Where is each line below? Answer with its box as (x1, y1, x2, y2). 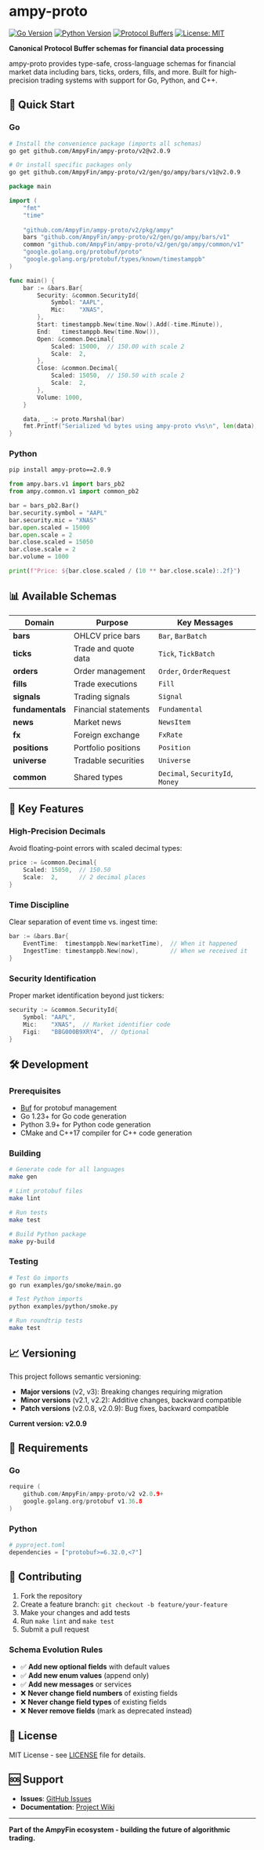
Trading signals (74, 691, 130, 702)
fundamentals (13, 704, 67, 715)
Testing (9, 1256, 38, 1267)
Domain (24, 617, 54, 628)
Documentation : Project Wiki (20, 1802, 115, 1812)
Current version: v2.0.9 (9, 1419, 87, 1428)
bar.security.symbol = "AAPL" (9, 509, 108, 517)
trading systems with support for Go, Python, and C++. (40, 75, 218, 85)
